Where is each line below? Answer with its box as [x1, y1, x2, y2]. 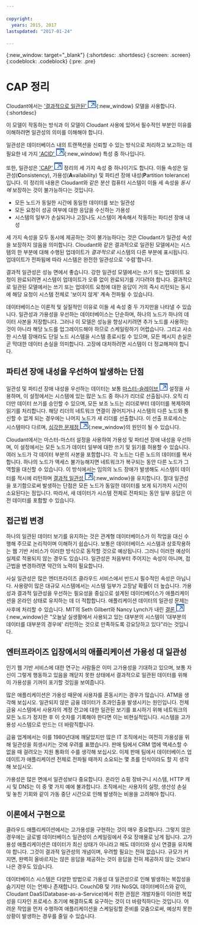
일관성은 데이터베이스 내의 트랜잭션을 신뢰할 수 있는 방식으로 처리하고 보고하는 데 [6, 141, 193, 149]
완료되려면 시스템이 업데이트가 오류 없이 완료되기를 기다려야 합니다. [17, 276, 172, 283]
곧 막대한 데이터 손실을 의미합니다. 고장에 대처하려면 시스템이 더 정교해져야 [6, 340, 178, 347]
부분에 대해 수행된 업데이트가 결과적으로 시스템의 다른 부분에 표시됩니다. [23, 249, 189, 256]
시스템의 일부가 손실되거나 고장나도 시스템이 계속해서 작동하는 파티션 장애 [14, 214, 184, 221]
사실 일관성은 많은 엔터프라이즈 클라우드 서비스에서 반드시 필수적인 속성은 [6, 575, 176, 582]
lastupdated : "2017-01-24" [6, 28, 73, 34]
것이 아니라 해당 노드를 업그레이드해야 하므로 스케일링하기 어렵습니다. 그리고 [6, 325, 181, 333]
